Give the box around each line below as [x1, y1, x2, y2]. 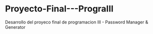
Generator [5, 24, 26, 30]
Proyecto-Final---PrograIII [5, 3, 114, 14]
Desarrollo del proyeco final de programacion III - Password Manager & [5, 19, 148, 25]
